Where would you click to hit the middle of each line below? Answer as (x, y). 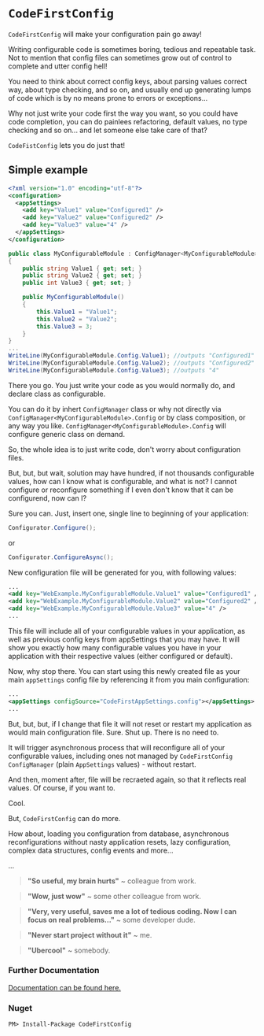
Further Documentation (54, 971)
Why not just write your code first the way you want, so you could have (123, 113)
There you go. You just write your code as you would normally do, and (122, 385)
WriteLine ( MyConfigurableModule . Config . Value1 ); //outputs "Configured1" (132, 356)
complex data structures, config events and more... (91, 850)
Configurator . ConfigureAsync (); (61, 557)
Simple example (48, 170)
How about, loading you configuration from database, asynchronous (119, 834)
